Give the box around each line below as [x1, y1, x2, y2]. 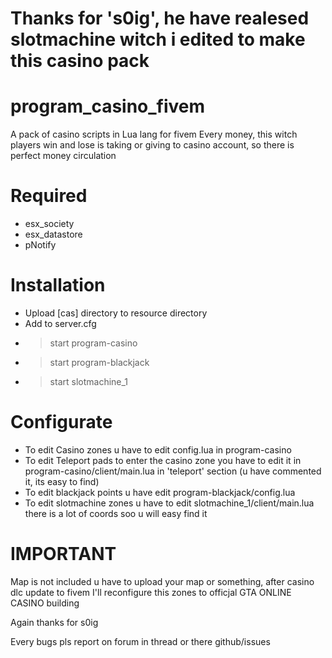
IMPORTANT [10, 543, 117, 566]
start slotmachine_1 [49, 376, 129, 387]
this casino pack [10, 50, 150, 72]
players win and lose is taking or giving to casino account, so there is [10, 139, 295, 151]
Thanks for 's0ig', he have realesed [10, 7, 310, 30]
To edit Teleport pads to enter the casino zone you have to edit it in [24, 454, 302, 466]
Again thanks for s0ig [10, 616, 99, 628]
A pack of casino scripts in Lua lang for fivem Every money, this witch [10, 128, 298, 141]
